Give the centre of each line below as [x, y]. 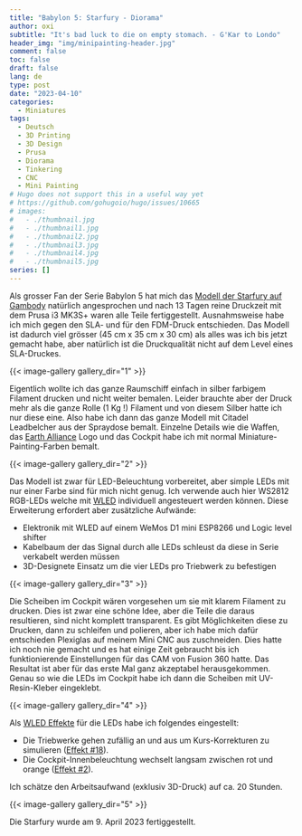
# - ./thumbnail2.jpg [54, 236]
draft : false [34, 69]
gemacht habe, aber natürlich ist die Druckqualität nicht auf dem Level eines [151, 344]
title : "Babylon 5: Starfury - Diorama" [87, 18]
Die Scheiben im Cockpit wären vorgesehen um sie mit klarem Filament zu [148, 601]
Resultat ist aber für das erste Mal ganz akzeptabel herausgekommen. [140, 668]
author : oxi [32, 26]
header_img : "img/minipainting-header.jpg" [93, 43]
